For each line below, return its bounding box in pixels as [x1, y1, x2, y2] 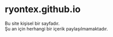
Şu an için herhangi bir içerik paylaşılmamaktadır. [5, 25, 108, 31]
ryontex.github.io [5, 4, 81, 15]
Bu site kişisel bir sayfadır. [5, 20, 60, 26]
